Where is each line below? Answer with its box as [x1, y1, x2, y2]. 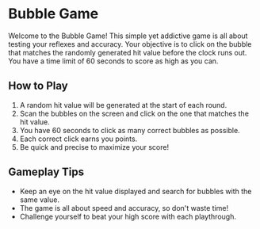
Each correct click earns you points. [19, 134, 138, 143]
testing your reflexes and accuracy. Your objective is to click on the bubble [8, 39, 252, 48]
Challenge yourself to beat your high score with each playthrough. [19, 212, 236, 221]
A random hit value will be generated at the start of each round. [19, 100, 227, 109]
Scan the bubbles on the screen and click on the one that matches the [19, 109, 250, 118]
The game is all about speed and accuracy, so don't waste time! [19, 203, 228, 212]
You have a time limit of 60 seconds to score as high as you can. [8, 56, 219, 66]
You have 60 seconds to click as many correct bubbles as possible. [19, 125, 240, 135]
